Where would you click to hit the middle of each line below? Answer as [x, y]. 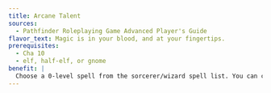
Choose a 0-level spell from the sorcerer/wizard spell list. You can [137, 76]
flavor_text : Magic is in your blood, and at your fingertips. [117, 38]
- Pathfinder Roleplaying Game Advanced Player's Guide [111, 31]
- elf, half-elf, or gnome [61, 61]
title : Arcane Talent [45, 16]
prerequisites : [34, 46]
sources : [23, 23]
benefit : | [27, 69]
